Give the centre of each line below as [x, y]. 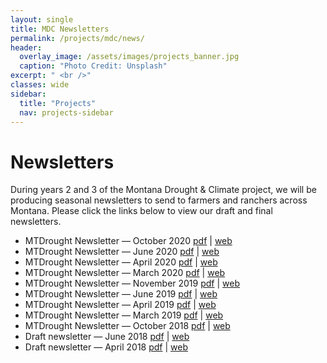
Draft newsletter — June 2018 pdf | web [107, 337]
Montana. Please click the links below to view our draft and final [141, 211]
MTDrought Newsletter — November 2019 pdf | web [132, 283]
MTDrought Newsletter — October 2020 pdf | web [128, 241]
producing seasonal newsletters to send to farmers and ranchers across [159, 200]
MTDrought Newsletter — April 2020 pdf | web [121, 262]
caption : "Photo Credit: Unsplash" [93, 66]
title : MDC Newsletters [60, 29]
